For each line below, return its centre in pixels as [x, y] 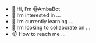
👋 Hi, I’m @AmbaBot [36, 9]
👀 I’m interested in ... [36, 15]
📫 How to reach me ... [38, 34]
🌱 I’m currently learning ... [42, 21]
